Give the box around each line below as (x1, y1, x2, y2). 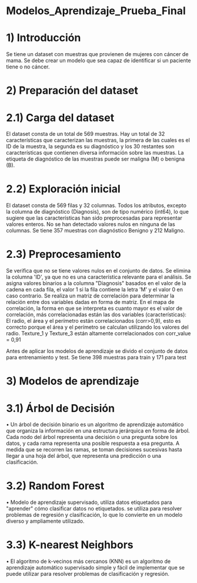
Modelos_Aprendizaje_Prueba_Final (6, 4, 186, 18)
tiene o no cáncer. (6, 63, 50, 70)
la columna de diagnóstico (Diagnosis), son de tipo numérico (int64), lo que (6, 208, 189, 215)
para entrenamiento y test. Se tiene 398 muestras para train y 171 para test (6, 354, 187, 361)
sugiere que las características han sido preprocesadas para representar (6, 214, 182, 222)
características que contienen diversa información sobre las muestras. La (6, 149, 184, 156)
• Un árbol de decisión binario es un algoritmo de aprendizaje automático (6, 421, 184, 428)
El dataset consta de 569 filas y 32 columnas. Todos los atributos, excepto (6, 202, 187, 209)
